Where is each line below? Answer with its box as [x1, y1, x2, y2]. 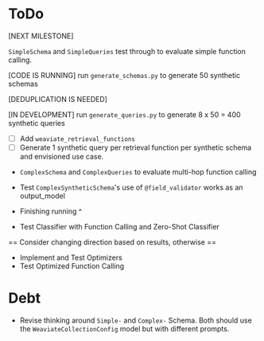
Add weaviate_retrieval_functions [19, 133, 135, 143]
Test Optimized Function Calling [19, 261, 125, 271]
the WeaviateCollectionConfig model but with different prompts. [19, 324, 230, 333]
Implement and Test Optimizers [19, 253, 123, 263]
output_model [19, 191, 66, 201]
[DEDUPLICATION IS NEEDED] [8, 94, 107, 104]
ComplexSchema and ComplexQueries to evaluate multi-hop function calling [19, 167, 257, 177]
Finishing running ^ [19, 206, 82, 216]
